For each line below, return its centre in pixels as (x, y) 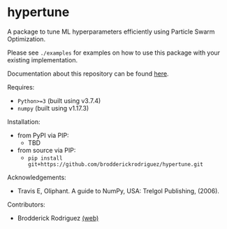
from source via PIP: (46, 150)
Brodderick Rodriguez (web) (58, 218)
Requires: (21, 87)
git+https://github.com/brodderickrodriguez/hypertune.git (116, 164)
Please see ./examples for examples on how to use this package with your (114, 53)
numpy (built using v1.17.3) (53, 108)
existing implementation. (43, 60)
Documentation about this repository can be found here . (88, 74)
